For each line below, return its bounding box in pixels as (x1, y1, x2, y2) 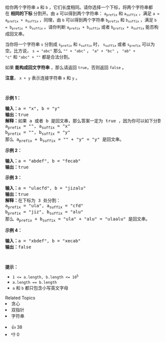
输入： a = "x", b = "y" (5, 106, 60, 111)
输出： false (5, 244, 32, 250)
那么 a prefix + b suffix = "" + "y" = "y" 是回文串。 (5, 136, 124, 143)
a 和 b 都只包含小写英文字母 (12, 285, 68, 291)
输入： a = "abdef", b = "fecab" (5, 158, 81, 164)
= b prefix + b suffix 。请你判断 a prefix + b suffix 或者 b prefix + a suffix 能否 (5, 24, 155, 31)
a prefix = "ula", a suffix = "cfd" (5, 203, 83, 210)
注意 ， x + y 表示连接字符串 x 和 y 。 (5, 75, 80, 80)
